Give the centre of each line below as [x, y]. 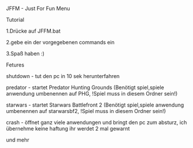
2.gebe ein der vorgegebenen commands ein [61, 42]
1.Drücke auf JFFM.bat [33, 31]
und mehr [18, 140]
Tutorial [15, 20]
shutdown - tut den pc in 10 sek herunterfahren [63, 76]
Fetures [15, 65]
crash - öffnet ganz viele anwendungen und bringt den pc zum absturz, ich [96, 122]
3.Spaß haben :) [25, 54]
